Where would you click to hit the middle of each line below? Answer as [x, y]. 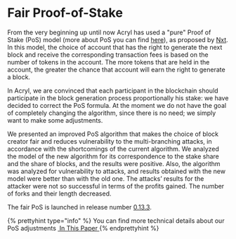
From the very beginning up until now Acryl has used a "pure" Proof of [109, 32]
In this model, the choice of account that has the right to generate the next [115, 47]
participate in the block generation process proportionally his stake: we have [118, 98]
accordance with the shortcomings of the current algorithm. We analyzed [113, 149]
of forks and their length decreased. [59, 193]
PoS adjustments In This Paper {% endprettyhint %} [83, 228]
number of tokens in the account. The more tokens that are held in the [109, 62]
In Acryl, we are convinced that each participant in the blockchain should [113, 90]
